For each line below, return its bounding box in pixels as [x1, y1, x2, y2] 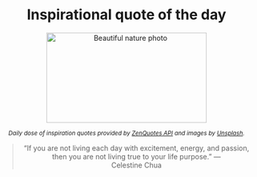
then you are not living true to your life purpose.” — [51, 151, 222, 161]
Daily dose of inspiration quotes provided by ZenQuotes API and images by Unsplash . [8, 129, 245, 137]
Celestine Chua [110, 160, 163, 170]
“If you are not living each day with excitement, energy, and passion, [23, 143, 250, 153]
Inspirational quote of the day [26, 6, 227, 24]
